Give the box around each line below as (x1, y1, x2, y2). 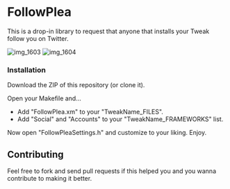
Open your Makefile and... (7, 94, 82, 102)
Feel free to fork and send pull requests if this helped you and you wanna (7, 167, 217, 175)
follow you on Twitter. (7, 34, 69, 42)
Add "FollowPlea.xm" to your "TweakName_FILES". (17, 108, 163, 116)
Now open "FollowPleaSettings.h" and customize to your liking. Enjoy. (7, 129, 207, 137)
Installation (7, 65, 47, 75)
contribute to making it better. (7, 174, 92, 183)
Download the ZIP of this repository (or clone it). (7, 81, 145, 89)
